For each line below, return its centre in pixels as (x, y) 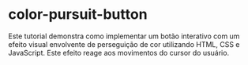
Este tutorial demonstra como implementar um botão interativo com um (124, 36)
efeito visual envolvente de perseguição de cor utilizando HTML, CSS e (124, 44)
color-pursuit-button (78, 14)
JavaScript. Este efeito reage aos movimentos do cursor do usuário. (119, 52)
